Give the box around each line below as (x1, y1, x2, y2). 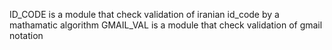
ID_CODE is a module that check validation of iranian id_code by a (9, 9, 280, 20)
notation (9, 30, 44, 41)
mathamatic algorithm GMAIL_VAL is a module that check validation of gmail (9, 19, 323, 31)
